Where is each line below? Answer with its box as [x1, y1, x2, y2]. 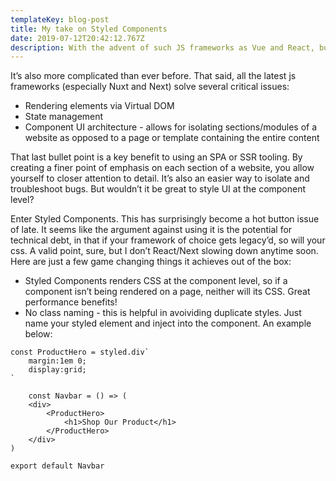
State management [24, 111, 104, 123]
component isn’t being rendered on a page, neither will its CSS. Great [24, 286, 311, 298]
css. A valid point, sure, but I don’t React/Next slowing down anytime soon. [10, 245, 319, 257]
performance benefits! [24, 296, 118, 308]
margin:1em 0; [28, 356, 87, 366]
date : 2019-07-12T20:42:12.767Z [10, 33, 145, 43]
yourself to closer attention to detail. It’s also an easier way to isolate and [10, 172, 310, 185]
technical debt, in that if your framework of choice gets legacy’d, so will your [10, 234, 326, 246]
